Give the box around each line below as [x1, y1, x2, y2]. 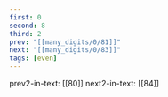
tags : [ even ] [9, 54, 58, 63]
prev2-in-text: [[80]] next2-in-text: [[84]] [9, 78, 160, 88]
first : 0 [9, 12, 42, 22]
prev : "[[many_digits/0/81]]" [9, 37, 122, 47]
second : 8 [9, 21, 46, 30]
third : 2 [9, 29, 42, 38]
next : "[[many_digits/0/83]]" [9, 46, 122, 55]
